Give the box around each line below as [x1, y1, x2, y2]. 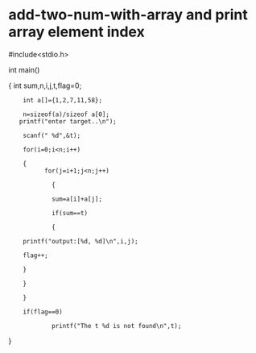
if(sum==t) [51, 209, 89, 217]
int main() [8, 64, 40, 74]
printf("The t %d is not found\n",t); [51, 322, 182, 330]
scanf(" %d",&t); [23, 131, 81, 139]
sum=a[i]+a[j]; [51, 195, 103, 203]
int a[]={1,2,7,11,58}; [23, 96, 103, 104]
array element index [8, 23, 145, 41]
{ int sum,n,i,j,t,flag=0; [8, 81, 82, 90]
